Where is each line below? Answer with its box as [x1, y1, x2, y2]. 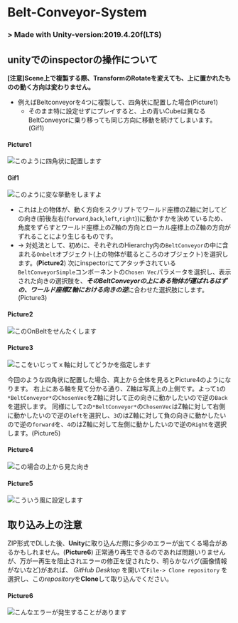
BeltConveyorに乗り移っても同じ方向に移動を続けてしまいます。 [28, 115, 217, 124]
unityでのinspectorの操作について [7, 53, 158, 66]
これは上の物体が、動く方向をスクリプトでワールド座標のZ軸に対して [17, 205, 221, 214]
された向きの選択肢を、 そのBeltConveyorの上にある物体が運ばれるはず [17, 277, 227, 285]
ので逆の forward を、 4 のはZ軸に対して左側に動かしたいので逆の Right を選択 [7, 420, 227, 428]
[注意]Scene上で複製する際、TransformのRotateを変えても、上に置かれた [7, 73, 225, 82]
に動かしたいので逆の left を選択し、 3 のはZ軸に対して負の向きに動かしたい [7, 411, 227, 419]
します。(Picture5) [7, 428, 61, 437]
